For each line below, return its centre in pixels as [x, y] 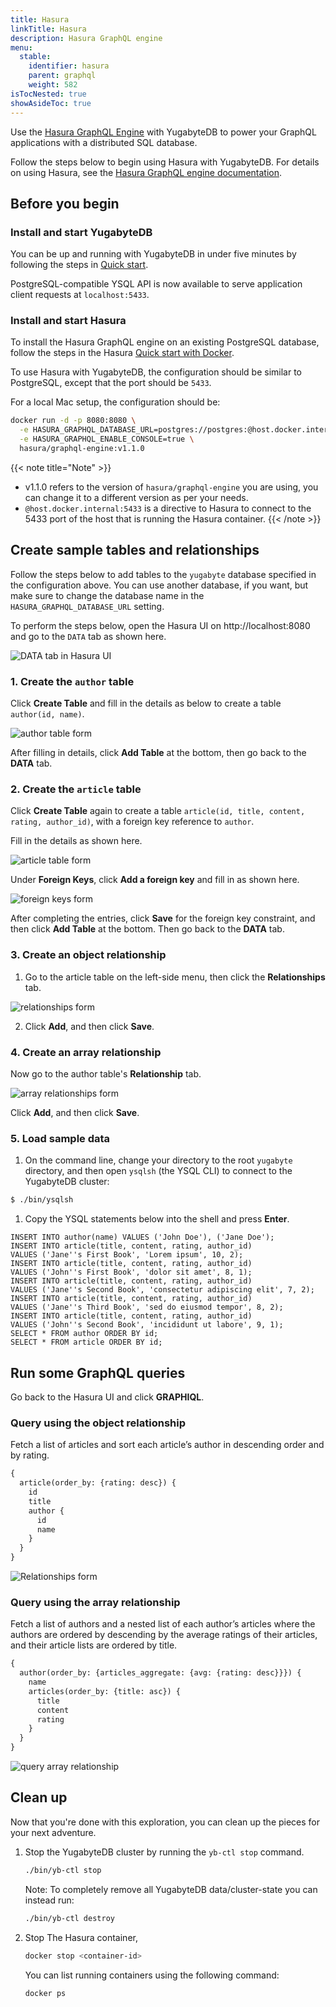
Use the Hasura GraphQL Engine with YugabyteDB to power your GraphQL [163, 132]
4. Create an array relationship [86, 1052]
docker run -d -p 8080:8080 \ [73, 421]
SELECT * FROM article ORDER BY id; [86, 1342]
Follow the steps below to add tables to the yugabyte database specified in [163, 574]
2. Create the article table [76, 789]
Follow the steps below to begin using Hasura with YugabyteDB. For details [165, 162]
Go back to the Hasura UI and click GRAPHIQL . [107, 1397]
